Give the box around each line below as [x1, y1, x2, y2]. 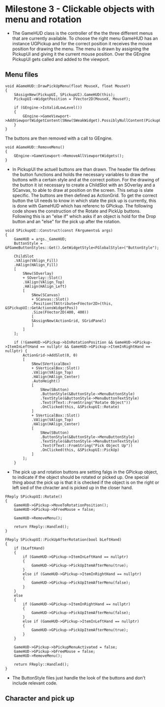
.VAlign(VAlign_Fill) [14, 258, 58, 263]
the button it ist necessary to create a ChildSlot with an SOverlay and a [12, 182, 156, 188]
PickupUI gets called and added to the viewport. [12, 56, 110, 62]
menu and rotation [5, 14, 82, 25]
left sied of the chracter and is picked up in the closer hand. [12, 484, 133, 490]
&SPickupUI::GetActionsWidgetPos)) [5, 305, 78, 310]
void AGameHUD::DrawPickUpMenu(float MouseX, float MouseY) [5, 84, 131, 88]
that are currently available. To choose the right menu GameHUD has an [12, 35, 158, 41]
